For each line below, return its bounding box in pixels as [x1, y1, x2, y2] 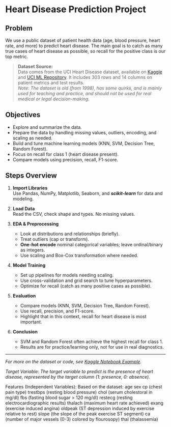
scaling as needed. [12, 135, 52, 141]
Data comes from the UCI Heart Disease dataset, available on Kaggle [17, 69, 163, 75]
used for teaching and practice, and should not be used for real [17, 91, 152, 96]
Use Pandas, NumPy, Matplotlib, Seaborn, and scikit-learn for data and [12, 190, 163, 196]
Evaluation [12, 293, 36, 299]
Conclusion [12, 328, 38, 334]
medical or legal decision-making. [17, 96, 90, 102]
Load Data [12, 205, 35, 212]
